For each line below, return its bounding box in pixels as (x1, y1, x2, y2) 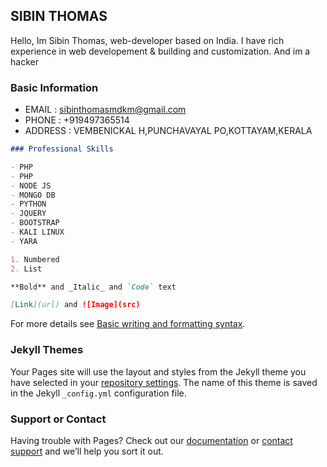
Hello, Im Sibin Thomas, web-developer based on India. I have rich (10, 34, 285, 46)
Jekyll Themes (10, 343, 84, 357)
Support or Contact (10, 412, 107, 426)
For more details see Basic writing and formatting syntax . (10, 318, 246, 330)
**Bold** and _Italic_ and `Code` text (10, 282, 177, 292)
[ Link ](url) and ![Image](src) (10, 300, 141, 310)
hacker (10, 55, 39, 68)
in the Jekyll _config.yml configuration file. (10, 387, 187, 399)
